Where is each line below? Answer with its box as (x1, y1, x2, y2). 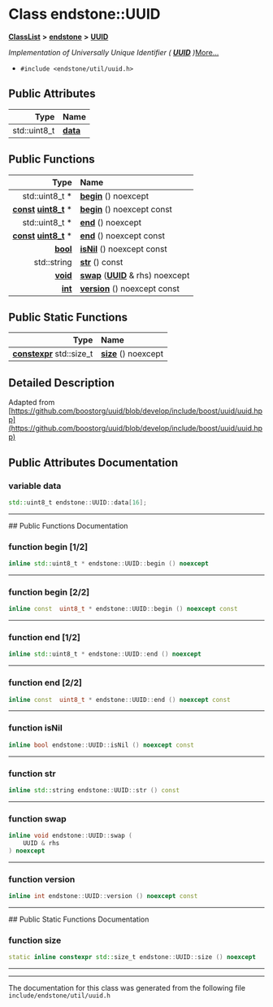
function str (8, 768, 56, 779)
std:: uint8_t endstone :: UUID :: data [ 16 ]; (8, 498, 148, 507)
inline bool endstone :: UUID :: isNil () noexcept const (8, 741, 195, 749)
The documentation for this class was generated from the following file (8, 983, 246, 993)
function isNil (8, 722, 63, 734)
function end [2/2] (8, 677, 83, 688)
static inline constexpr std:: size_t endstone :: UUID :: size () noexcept (8, 953, 256, 961)
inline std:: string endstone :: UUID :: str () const (8, 786, 180, 794)
